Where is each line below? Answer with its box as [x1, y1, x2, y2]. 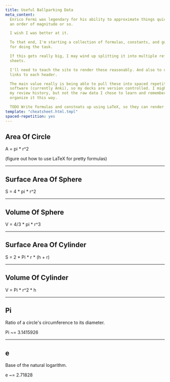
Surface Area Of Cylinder [5, 241, 87, 249]
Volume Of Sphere [5, 208, 64, 216]
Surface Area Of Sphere [5, 175, 82, 183]
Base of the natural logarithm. [5, 362, 67, 368]
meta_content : [5, 12, 35, 17]
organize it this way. [10, 96, 58, 101]
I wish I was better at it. [10, 31, 69, 36]
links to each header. [10, 72, 58, 77]
